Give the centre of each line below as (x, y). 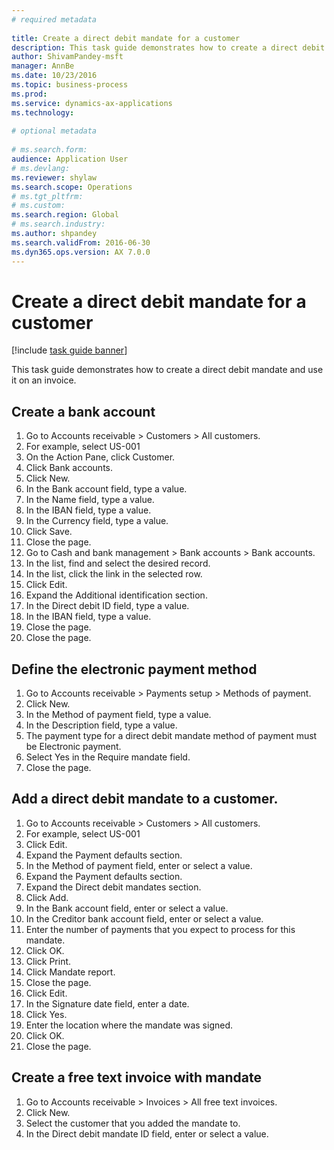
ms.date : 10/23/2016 (54, 76)
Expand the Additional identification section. (116, 595)
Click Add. (47, 897)
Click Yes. (46, 1014)
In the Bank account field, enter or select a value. (127, 908)
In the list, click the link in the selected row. (114, 574)
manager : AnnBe (43, 66)
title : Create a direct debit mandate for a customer (126, 38)
